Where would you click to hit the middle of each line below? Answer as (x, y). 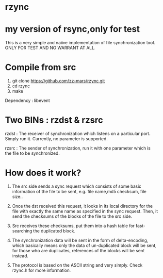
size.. (17, 196)
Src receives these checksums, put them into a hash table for (73, 226)
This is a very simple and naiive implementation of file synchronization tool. (80, 43)
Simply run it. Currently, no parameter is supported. (57, 139)
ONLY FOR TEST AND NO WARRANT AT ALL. (50, 48)
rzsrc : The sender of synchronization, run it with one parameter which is (78, 148)
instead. (20, 256)
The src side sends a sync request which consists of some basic (77, 186)
